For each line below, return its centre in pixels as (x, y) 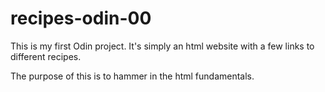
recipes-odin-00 (81, 18)
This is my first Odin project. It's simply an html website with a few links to (162, 46)
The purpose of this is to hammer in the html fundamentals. (132, 76)
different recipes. (46, 56)
